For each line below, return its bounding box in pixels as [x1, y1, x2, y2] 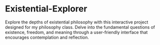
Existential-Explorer [5, 3, 88, 14]
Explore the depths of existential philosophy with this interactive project [5, 19, 148, 25]
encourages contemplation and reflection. [5, 34, 89, 40]
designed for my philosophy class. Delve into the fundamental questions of [5, 24, 156, 30]
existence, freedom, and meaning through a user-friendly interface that [5, 29, 148, 35]
